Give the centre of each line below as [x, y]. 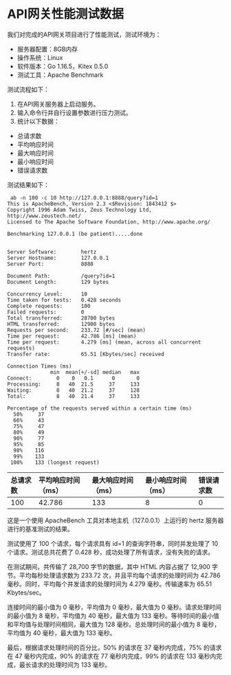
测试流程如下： [28, 89]
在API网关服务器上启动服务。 [58, 104]
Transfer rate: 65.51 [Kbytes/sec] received [86, 354]
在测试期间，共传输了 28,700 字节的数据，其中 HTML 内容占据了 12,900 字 [113, 566]
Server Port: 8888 [51, 264]
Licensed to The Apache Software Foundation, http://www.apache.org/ [109, 222]
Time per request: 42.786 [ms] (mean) [72, 336]
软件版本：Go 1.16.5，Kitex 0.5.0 [63, 66]
